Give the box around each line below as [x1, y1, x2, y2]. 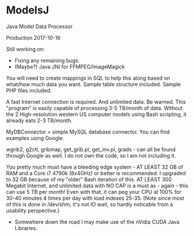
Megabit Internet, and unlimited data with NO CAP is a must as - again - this [6, 182, 189, 189]
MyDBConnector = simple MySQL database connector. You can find [6, 128, 170, 135]
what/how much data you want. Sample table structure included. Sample [6, 80, 181, 88]
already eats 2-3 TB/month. [6, 117, 73, 124]
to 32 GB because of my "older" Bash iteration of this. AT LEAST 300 [6, 176, 172, 183]
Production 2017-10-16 [6, 34, 61, 41]
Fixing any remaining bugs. [14, 57, 80, 64]
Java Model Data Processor [6, 23, 73, 30]
